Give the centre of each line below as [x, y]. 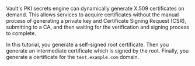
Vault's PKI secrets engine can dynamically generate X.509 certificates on [95, 8]
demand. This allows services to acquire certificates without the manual [93, 15]
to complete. [21, 33]
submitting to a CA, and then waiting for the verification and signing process [98, 27]
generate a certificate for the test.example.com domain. [72, 57]
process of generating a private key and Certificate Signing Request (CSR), [96, 21]
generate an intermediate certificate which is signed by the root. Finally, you [97, 51]
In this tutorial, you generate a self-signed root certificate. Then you [88, 44]
